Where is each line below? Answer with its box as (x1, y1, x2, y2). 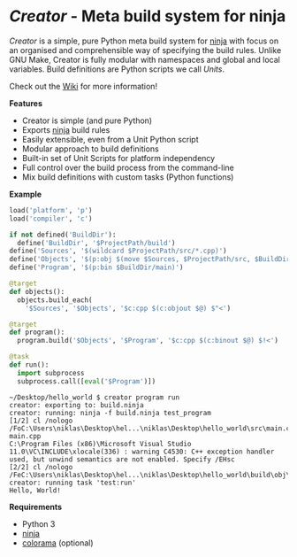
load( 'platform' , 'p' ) (9, 205, 93, 214)
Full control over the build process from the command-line (21, 162, 234, 173)
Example (9, 189, 42, 199)
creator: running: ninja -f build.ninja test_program (9, 408, 212, 417)
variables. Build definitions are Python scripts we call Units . (9, 64, 225, 74)
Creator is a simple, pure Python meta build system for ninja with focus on (9, 35, 279, 46)
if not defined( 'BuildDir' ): (9, 230, 117, 239)
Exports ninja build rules (21, 124, 110, 135)
